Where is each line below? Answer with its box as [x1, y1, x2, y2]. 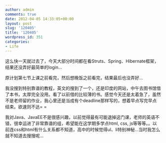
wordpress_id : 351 [5, 35, 43, 40]
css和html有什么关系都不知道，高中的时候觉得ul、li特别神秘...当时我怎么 [13, 126, 161, 132]
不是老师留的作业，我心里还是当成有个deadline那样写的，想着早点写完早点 [5, 97, 157, 104]
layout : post [5, 21, 32, 26]
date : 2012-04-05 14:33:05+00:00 [5, 16, 74, 21]
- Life [5, 44, 19, 49]
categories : [5, 39, 30, 44]
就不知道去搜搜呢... [5, 133, 44, 139]
